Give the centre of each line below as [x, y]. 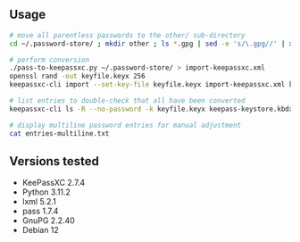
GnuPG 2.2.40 [49, 221]
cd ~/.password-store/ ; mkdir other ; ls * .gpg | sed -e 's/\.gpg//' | [147, 44]
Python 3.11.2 [46, 192]
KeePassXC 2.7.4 [54, 183]
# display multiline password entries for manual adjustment [125, 125]
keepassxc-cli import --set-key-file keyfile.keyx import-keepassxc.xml [147, 85]
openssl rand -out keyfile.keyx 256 [77, 76]
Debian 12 [41, 230]
